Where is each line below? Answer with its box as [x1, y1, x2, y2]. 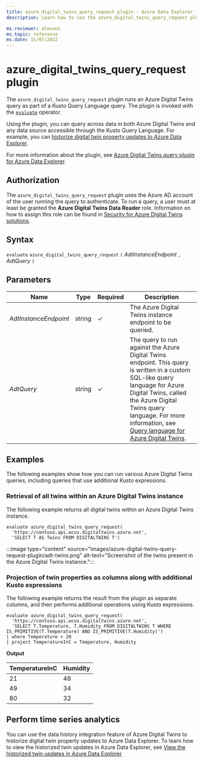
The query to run [129, 335, 178, 344]
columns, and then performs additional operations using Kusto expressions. [6, 601, 195, 608]
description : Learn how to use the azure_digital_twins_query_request [6, 15, 188, 21]
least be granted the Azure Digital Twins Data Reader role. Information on [6, 204, 191, 211]
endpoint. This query [129, 358, 189, 366]
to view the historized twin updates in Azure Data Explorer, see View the [6, 743, 186, 751]
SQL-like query [129, 373, 174, 381]
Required [97, 292, 124, 301]
